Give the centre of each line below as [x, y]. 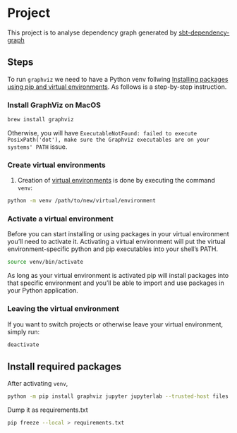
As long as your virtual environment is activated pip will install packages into [118, 276]
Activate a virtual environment [61, 219]
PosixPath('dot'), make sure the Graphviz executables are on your [109, 140]
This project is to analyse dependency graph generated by [92, 32]
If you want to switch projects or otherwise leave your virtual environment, [115, 324]
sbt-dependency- [204, 32]
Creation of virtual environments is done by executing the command [116, 181]
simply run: [24, 331]
